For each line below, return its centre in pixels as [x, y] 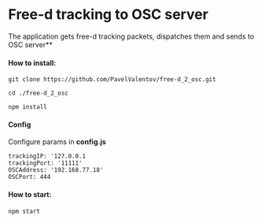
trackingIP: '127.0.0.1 [47, 156]
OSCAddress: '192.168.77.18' [56, 170]
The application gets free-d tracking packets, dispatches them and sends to [131, 36]
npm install [28, 107]
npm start [24, 211]
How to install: [32, 63]
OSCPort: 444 [30, 177]
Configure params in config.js [57, 142]
